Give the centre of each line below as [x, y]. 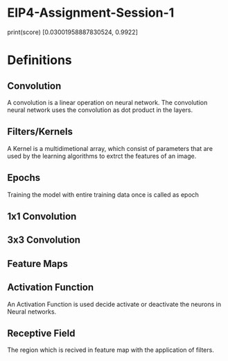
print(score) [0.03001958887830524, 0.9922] [73, 32]
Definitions [40, 60]
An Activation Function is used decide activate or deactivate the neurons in [114, 304]
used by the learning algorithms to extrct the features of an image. [102, 156]
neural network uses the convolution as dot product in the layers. [100, 110]
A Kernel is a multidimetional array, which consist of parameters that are [110, 148]
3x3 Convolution [44, 240]
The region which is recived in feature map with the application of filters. [111, 350]
